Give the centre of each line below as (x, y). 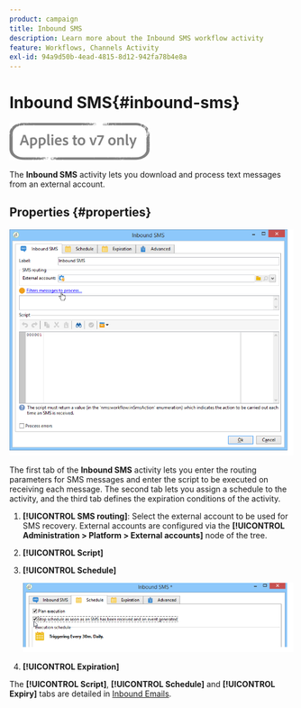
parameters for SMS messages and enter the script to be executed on (139, 479)
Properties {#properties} (80, 212)
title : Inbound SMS (46, 28)
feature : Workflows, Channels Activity (84, 48)
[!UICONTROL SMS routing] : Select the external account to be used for (155, 516)
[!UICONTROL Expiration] (71, 667)
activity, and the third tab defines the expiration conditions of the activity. (145, 498)
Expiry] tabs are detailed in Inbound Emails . (91, 694)
